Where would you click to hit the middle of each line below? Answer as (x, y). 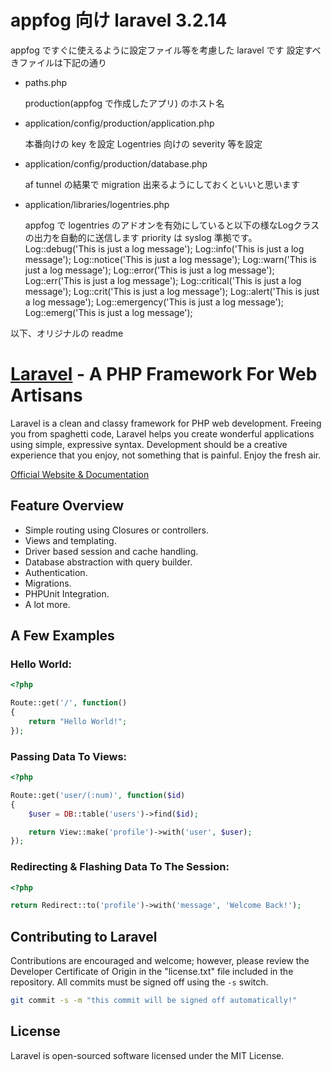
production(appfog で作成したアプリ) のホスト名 (124, 103)
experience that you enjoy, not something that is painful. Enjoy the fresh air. (166, 455)
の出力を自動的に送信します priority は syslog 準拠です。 (141, 237)
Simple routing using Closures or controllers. (116, 530)
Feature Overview (67, 506)
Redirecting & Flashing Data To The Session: (120, 867)
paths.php (46, 82)
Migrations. (48, 583)
